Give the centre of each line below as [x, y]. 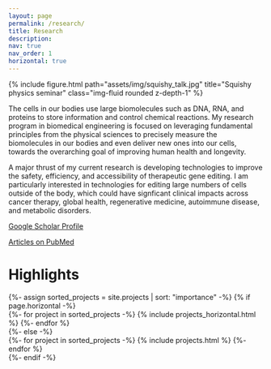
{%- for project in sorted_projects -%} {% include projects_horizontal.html [132, 314]
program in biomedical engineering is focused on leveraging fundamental [131, 126]
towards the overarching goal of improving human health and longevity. [127, 152]
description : [30, 39]
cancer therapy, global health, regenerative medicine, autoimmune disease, [134, 202]
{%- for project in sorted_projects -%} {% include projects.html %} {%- [127, 340]
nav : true [25, 46]
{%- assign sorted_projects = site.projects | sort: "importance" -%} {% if [129, 297]
